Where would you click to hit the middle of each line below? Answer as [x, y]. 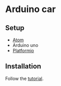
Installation [23, 66]
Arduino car [30, 9]
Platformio [23, 51]
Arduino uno [25, 45]
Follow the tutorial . [24, 78]
